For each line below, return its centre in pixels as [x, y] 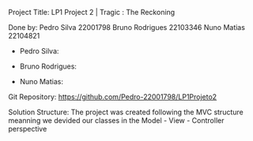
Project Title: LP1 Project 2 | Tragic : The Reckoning [92, 12]
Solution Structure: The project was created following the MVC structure [126, 112]
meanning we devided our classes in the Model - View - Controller [116, 121]
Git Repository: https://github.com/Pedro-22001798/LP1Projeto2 [113, 97]
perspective [28, 129]
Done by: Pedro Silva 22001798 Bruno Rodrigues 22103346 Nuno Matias [126, 27]
